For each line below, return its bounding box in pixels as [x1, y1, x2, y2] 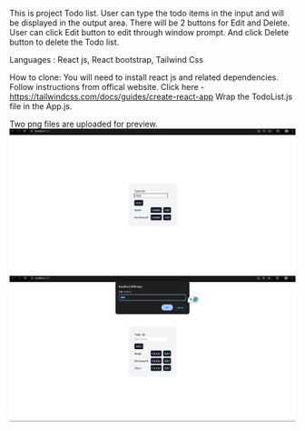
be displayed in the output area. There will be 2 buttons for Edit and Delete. [9, 17, 290, 28]
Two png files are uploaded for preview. [9, 118, 158, 129]
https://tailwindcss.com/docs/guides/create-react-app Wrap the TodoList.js [9, 91, 293, 102]
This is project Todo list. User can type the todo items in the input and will [9, 8, 284, 18]
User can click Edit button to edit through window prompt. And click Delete [9, 27, 289, 37]
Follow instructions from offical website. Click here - [9, 82, 205, 92]
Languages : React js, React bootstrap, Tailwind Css [9, 55, 204, 65]
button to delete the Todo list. [9, 36, 120, 47]
